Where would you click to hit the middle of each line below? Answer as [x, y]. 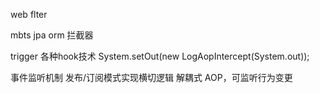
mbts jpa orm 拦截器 [52, 35]
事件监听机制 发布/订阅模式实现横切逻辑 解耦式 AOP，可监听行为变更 [151, 77]
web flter [29, 14]
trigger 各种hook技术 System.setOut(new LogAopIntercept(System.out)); [160, 56]
